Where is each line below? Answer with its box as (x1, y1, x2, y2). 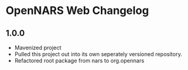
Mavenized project (14, 44, 61, 51)
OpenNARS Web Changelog (5, 4, 150, 18)
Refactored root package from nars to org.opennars (14, 57, 144, 64)
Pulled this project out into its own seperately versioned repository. (14, 51, 183, 58)
